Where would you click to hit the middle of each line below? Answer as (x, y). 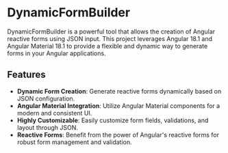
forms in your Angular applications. (56, 53)
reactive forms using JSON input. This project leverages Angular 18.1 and (110, 38)
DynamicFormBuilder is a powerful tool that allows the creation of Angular (111, 31)
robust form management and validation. (74, 142)
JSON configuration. (46, 98)
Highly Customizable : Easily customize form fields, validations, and (113, 120)
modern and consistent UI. (54, 113)
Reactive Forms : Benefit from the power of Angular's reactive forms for (118, 135)
